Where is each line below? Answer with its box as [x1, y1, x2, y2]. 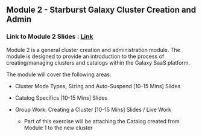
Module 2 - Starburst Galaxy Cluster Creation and [6, 5, 197, 15]
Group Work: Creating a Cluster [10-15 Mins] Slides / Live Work [14, 106, 172, 113]
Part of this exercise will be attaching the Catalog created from [24, 117, 180, 125]
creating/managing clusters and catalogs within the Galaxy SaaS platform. [6, 59, 191, 66]
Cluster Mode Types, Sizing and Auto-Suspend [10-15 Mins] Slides [14, 82, 181, 89]
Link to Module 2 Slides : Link [6, 33, 93, 41]
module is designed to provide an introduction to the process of [6, 53, 165, 60]
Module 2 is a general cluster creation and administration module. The [6, 46, 181, 53]
